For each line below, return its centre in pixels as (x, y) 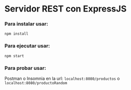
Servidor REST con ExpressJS (66, 9)
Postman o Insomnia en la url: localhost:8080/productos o (62, 78)
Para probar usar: (25, 68)
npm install (16, 34)
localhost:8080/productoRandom (36, 83)
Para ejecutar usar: (27, 46)
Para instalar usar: (26, 24)
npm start (14, 56)
